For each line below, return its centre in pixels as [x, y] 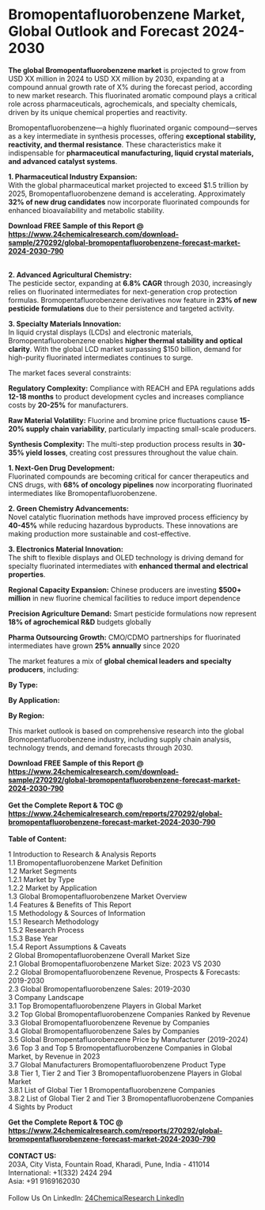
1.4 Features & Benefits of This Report [70, 904]
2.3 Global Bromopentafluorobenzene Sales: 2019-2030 [99, 989]
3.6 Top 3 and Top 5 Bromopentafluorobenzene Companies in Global [120, 1048]
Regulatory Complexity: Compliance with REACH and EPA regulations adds [132, 388]
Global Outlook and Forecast [104, 31]
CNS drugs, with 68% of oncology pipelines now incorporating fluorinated [131, 484]
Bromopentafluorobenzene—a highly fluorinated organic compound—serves [133, 128]
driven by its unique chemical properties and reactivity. [98, 112]
